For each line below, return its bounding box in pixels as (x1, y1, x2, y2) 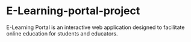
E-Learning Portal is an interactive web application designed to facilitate (6, 24, 185, 31)
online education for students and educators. (6, 30, 118, 37)
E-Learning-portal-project (6, 4, 140, 18)
